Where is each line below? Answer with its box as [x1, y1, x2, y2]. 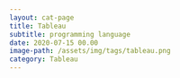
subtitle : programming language [9, 30, 130, 39]
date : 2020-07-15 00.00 [9, 38, 99, 48]
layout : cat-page [9, 13, 75, 22]
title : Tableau [9, 22, 67, 30]
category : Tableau [9, 55, 78, 64]
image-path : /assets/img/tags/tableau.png [9, 47, 171, 56]
